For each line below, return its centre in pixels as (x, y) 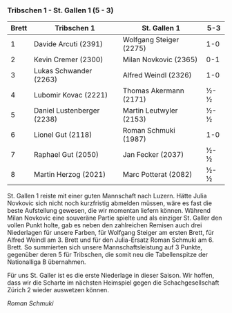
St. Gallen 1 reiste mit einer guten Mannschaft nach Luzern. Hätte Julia (107, 196)
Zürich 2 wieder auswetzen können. (58, 290)
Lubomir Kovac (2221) (71, 95)
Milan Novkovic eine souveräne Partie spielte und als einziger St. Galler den (115, 218)
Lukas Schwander (63, 71)
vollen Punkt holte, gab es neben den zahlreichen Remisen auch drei (105, 225)
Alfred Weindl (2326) (157, 75)
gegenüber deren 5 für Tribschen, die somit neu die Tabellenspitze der (108, 255)
